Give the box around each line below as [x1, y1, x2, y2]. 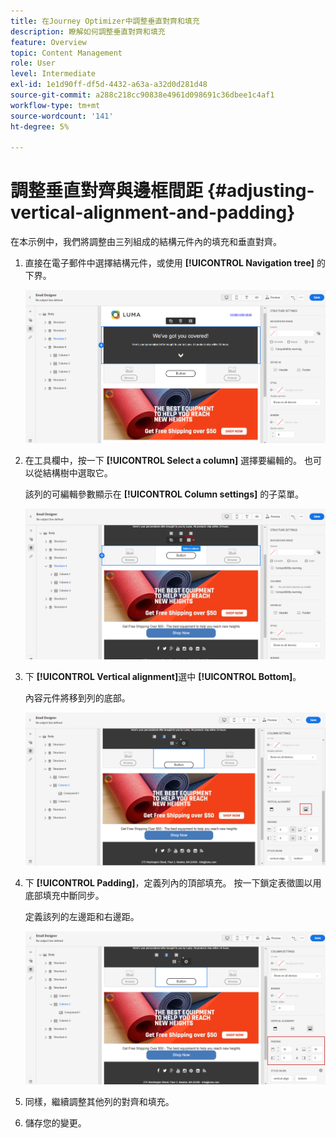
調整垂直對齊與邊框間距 [10, 180, 204, 202]
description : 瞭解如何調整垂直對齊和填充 [10, 26, 166, 37]
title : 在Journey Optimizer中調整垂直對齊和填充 [10, 16, 200, 26]
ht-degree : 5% [10, 121, 70, 132]
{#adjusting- [206, 180, 315, 202]
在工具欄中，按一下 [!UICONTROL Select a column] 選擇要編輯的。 [24, 455, 303, 467]
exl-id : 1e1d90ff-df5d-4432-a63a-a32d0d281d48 [10, 80, 208, 90]
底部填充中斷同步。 [24, 890, 105, 902]
